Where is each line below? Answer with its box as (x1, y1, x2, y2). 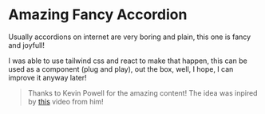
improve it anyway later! (8, 73, 87, 82)
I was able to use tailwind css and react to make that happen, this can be (8, 56, 247, 65)
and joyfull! (8, 40, 45, 49)
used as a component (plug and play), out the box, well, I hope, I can (8, 64, 234, 73)
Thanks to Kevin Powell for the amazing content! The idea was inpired (27, 88, 258, 97)
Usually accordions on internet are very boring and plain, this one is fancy (8, 32, 251, 41)
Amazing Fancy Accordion (8, 6, 188, 24)
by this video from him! (27, 96, 104, 106)
